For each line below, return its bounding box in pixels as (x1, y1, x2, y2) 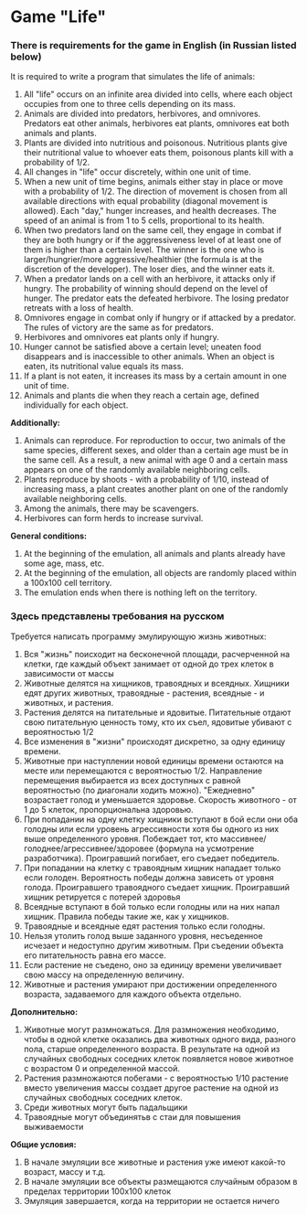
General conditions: (10, 530, 88, 541)
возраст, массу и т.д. (23, 1166, 106, 1177)
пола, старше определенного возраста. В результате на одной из (23, 1043, 281, 1054)
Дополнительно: (10, 1006, 79, 1017)
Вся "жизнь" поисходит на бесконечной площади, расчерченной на (23, 648, 291, 659)
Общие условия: (10, 1138, 77, 1149)
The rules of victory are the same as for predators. (23, 322, 214, 333)
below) (10, 50, 42, 63)
